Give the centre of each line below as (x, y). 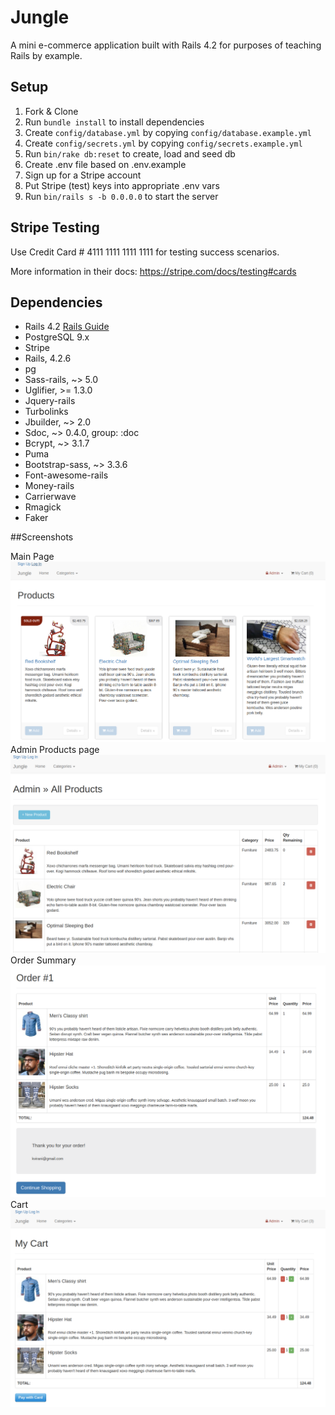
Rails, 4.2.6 (48, 358)
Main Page (32, 557)
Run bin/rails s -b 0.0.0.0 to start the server (121, 196)
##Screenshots (42, 537)
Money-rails (49, 486)
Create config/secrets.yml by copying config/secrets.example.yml (163, 143)
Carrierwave (50, 497)
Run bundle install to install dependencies (114, 122)
